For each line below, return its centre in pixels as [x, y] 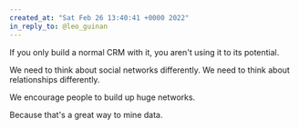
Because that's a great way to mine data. [86, 114]
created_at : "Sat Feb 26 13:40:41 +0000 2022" [99, 18]
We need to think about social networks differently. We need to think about [149, 70]
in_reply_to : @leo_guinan [58, 26]
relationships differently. [55, 79]
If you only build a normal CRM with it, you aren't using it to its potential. [144, 52]
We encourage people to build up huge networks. [103, 97]
